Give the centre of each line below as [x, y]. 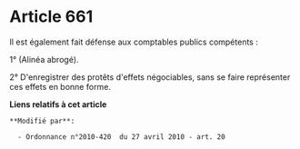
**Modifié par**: [42, 121]
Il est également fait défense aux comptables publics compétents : [134, 42]
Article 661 [51, 17]
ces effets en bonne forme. [60, 86]
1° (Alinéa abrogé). [44, 59]
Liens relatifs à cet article [58, 104]
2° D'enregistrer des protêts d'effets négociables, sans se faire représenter [150, 77]
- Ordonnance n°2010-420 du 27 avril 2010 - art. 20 [121, 137]
